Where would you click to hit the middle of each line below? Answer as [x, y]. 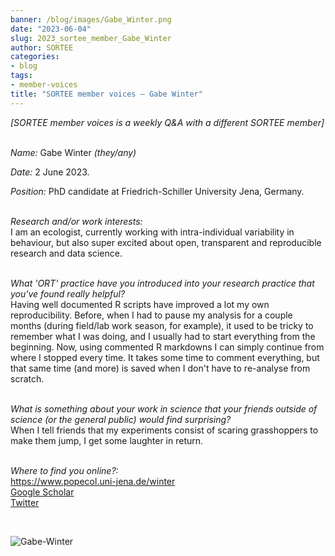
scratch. [27, 378]
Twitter [25, 502]
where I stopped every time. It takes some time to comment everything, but [165, 357]
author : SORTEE [42, 47]
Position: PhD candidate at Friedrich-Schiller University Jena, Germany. [157, 191]
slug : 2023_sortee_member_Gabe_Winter [91, 38]
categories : [35, 57]
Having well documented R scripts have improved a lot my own [140, 304]
